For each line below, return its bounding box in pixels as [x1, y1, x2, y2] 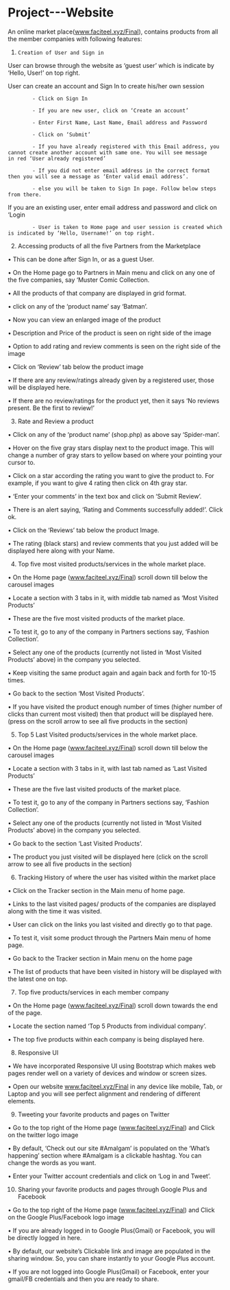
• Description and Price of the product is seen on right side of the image [8, 329, 212, 337]
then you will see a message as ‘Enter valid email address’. [8, 173, 189, 180]
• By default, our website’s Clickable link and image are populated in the [8, 1247, 211, 1255]
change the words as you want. [8, 1158, 97, 1167]
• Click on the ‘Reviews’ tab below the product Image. [8, 526, 159, 534]
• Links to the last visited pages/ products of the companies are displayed [8, 900, 216, 908]
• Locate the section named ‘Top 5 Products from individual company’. [8, 1022, 207, 1030]
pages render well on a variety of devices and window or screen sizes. [8, 1068, 207, 1077]
